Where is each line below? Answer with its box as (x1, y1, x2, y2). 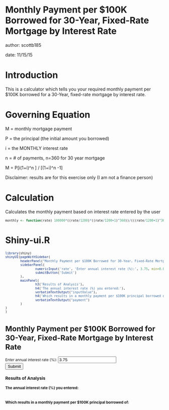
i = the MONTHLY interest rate (5, 145, 68, 151)
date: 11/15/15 (5, 52, 33, 58)
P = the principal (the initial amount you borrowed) (5, 135, 110, 141)
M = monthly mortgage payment (5, 125, 72, 132)
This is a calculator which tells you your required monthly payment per (5, 86, 151, 92)
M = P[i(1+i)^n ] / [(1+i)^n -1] (5, 165, 63, 171)
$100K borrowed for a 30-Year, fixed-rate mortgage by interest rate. (5, 91, 146, 97)
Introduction (5, 69, 58, 81)
